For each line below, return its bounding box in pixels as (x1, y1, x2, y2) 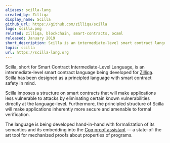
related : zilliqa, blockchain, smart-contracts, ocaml (5, 31, 123, 36)
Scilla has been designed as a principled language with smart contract (5, 75, 152, 81)
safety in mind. (5, 80, 36, 86)
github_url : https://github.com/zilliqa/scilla (5, 21, 108, 27)
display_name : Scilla (5, 17, 51, 22)
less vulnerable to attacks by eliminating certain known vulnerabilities (5, 95, 150, 101)
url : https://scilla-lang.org (5, 50, 69, 55)
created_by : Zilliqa (5, 12, 49, 17)
